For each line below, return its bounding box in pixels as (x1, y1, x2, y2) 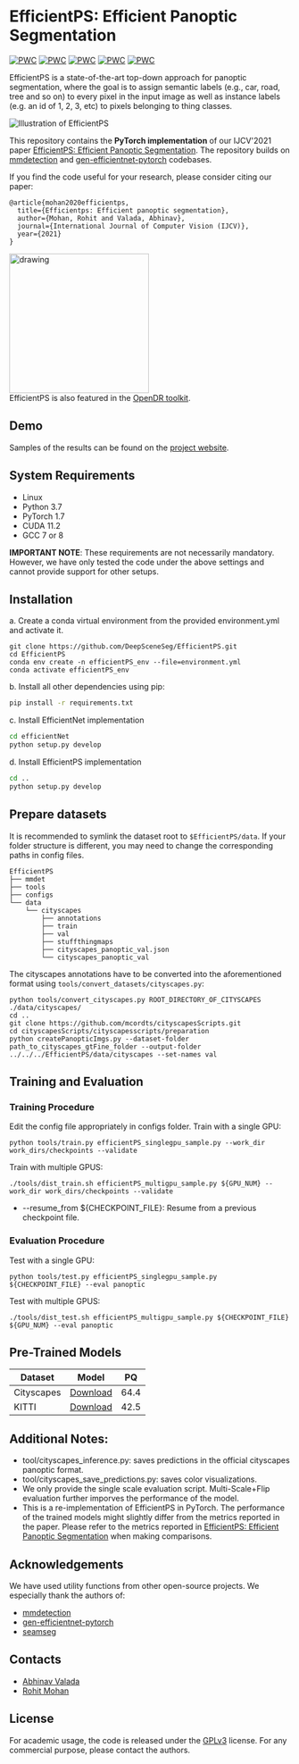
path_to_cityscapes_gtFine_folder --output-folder (9, 1042, 202, 1051)
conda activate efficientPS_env (9, 665, 129, 675)
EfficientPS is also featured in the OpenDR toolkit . (9, 392, 191, 403)
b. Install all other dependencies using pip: (9, 681, 165, 692)
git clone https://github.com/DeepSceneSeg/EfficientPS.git (9, 642, 238, 651)
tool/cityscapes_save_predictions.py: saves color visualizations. (21, 1474, 257, 1484)
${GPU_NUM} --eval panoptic (9, 1320, 114, 1330)
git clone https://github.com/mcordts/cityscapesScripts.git (9, 1018, 242, 1028)
